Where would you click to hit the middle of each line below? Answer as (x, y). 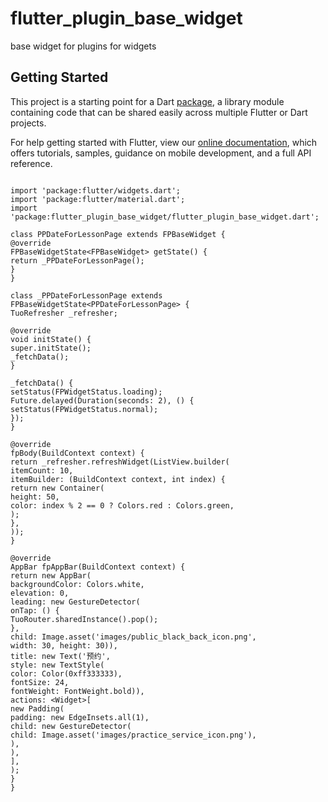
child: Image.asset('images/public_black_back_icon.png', (133, 637)
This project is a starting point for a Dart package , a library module (147, 101)
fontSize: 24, (40, 682)
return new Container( (57, 488)
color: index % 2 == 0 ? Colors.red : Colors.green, (122, 505)
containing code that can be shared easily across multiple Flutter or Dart (159, 112)
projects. (28, 123)
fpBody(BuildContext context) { (77, 453)
